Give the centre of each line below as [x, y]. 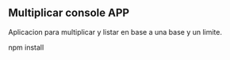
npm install [26, 47]
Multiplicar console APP [69, 13]
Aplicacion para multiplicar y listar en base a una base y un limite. [115, 32]
